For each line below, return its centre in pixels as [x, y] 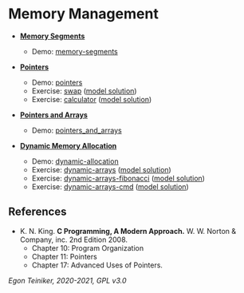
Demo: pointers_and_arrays [77, 130]
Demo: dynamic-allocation [75, 161]
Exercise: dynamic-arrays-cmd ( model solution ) [110, 186]
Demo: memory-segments [75, 51]
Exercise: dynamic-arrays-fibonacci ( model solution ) [118, 178]
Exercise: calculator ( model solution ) [92, 99]
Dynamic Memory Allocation [68, 145]
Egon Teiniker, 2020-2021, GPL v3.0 [67, 280]
